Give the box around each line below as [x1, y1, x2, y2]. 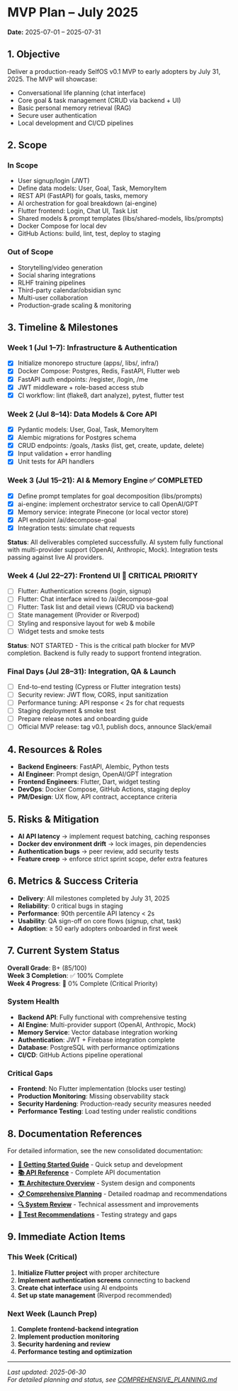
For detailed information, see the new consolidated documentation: [7, 1146, 203, 1155]
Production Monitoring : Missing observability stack [17, 1092, 169, 1101]
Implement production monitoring [17, 1332, 120, 1341]
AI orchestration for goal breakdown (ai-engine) [17, 199, 157, 208]
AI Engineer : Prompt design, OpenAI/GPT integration [17, 770, 172, 779]
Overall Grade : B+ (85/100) [7, 963, 87, 972]
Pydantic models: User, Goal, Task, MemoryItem [17, 425, 159, 434]
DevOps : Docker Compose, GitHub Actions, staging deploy [17, 785, 191, 793]
